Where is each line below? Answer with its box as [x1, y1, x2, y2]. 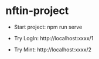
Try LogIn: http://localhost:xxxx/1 [13, 34, 94, 41]
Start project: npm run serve [13, 23, 83, 30]
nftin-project [5, 4, 69, 18]
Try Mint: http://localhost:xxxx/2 [13, 46, 92, 53]
